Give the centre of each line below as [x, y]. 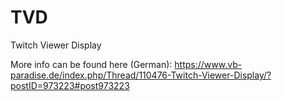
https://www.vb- [208, 64]
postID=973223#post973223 [70, 85]
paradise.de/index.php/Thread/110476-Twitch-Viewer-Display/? [141, 75]
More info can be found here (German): [91, 64]
